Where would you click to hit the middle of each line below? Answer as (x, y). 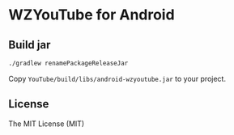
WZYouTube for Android (92, 15)
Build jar (30, 45)
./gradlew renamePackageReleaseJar (68, 63)
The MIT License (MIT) (47, 124)
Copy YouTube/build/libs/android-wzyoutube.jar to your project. (117, 78)
